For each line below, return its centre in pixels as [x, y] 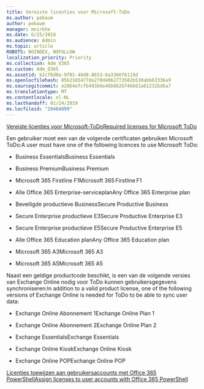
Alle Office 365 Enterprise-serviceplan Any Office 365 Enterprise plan [103, 192]
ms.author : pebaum [30, 18]
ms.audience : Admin [31, 40]
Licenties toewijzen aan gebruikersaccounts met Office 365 [81, 372]
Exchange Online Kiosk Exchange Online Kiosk [73, 349]
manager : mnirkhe [28, 29]
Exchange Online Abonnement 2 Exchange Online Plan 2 [86, 325]
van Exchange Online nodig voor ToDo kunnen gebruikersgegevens [92, 282]
